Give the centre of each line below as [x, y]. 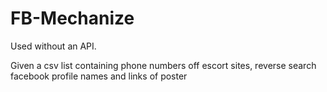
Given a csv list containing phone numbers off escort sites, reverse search [163, 65]
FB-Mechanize [72, 18]
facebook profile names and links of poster [99, 76]
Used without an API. [53, 46]
